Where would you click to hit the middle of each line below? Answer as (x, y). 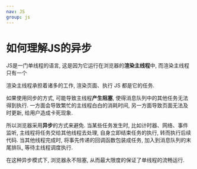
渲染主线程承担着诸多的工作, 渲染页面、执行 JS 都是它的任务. (80, 86)
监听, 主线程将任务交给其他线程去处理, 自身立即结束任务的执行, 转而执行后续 (98, 133)
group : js (18, 17)
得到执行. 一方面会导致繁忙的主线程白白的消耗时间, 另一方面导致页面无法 (95, 105)
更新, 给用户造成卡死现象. (42, 113)
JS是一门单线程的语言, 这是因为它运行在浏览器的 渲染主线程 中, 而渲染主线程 (98, 66)
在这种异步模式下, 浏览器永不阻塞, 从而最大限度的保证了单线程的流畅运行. (95, 160)
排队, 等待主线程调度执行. (42, 148)
